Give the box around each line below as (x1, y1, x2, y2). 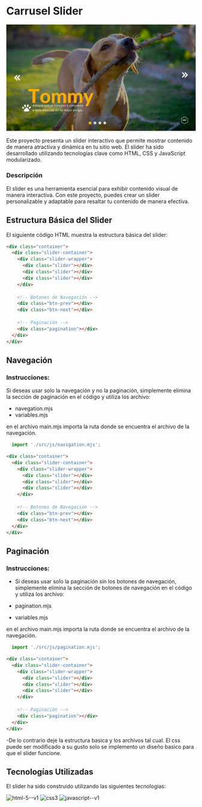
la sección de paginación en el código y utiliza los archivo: (6, 393, 151, 400)
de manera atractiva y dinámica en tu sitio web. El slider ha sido (6, 143, 164, 151)
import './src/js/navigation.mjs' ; (11, 442, 101, 448)
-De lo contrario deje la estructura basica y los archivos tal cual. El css (6, 737, 180, 744)
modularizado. (6, 156, 42, 164)
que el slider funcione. (6, 749, 62, 756)
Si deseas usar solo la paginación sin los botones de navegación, (14, 578, 177, 585)
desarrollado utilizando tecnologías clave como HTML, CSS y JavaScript (6, 150, 186, 157)
